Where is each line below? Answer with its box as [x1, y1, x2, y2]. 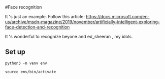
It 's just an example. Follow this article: [5, 14, 85, 19]
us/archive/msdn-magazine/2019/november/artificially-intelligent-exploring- [5, 19, 160, 25]
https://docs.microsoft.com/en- [86, 14, 150, 19]
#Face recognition [5, 4, 42, 10]
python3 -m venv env [5, 61, 48, 66]
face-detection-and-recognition [5, 24, 70, 30]
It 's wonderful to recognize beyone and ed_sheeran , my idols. [5, 34, 133, 39]
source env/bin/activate [5, 69, 56, 74]
